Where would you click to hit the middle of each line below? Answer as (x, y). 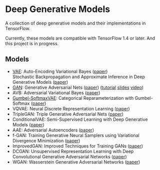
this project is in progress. (32, 43)
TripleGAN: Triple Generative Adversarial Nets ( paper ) (68, 114)
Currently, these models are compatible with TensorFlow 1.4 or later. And (80, 38)
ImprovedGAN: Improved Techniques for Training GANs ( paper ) (78, 146)
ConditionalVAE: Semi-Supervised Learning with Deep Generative (80, 119)
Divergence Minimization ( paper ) (46, 140)
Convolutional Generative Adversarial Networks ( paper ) (69, 156)
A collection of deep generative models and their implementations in (75, 23)
